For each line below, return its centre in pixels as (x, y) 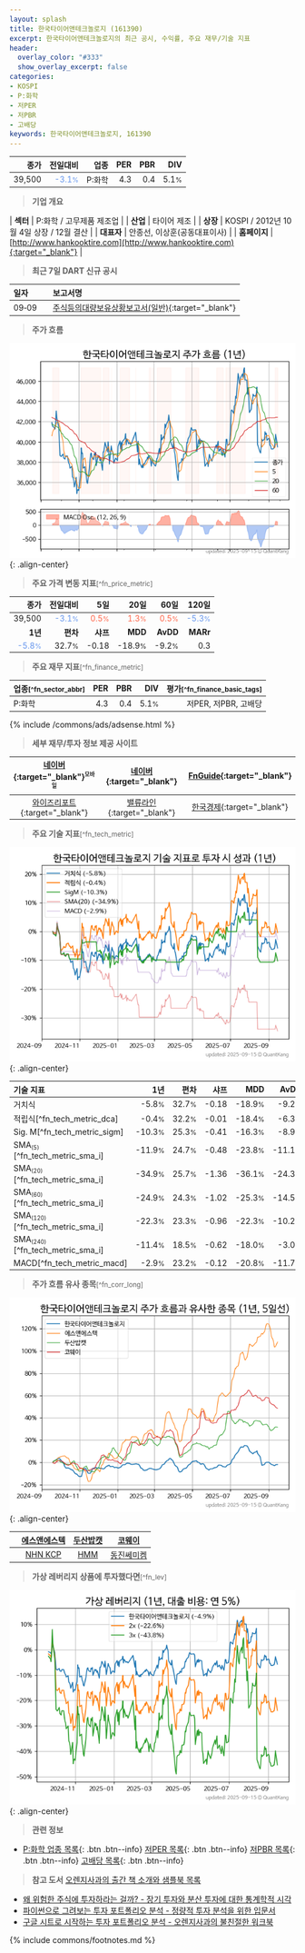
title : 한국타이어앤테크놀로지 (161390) (76, 29)
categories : (32, 77)
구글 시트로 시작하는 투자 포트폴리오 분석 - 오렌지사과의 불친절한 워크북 (148, 1922)
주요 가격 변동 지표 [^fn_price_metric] (92, 583)
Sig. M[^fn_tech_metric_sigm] (69, 1132)
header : (24, 48)
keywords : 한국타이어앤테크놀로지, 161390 (80, 135)
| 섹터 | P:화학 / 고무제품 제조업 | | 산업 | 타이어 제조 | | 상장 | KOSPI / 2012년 (145, 221)
